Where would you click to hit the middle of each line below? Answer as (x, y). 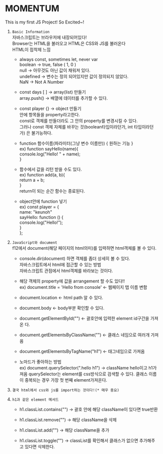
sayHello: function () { (41, 217)
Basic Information (31, 32)
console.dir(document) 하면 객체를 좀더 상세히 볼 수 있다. (75, 258)
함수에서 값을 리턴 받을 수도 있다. (51, 169)
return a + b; (32, 180)
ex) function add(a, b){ (42, 174)
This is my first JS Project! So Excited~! (45, 22)
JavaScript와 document (35, 242)
